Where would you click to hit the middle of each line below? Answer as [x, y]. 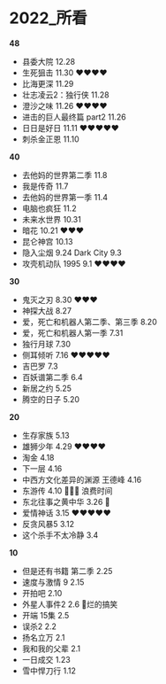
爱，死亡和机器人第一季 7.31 [72, 332]
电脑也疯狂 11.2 [49, 208]
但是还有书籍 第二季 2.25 [67, 571]
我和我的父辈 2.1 [51, 649]
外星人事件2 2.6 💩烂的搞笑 [70, 604]
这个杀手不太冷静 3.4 [60, 535]
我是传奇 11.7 [45, 186]
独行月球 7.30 [46, 344]
